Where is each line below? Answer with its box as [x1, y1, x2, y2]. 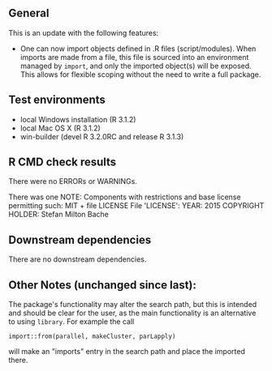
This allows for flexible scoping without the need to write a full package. [19, 69, 261, 79]
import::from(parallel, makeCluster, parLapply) [8, 332, 176, 341]
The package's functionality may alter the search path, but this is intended [8, 300, 257, 309]
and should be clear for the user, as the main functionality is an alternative [8, 308, 257, 318]
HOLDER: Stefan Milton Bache [8, 210, 110, 220]
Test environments [8, 93, 106, 107]
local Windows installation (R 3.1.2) [19, 114, 136, 124]
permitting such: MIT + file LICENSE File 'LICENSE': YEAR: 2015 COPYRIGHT [8, 201, 265, 211]
